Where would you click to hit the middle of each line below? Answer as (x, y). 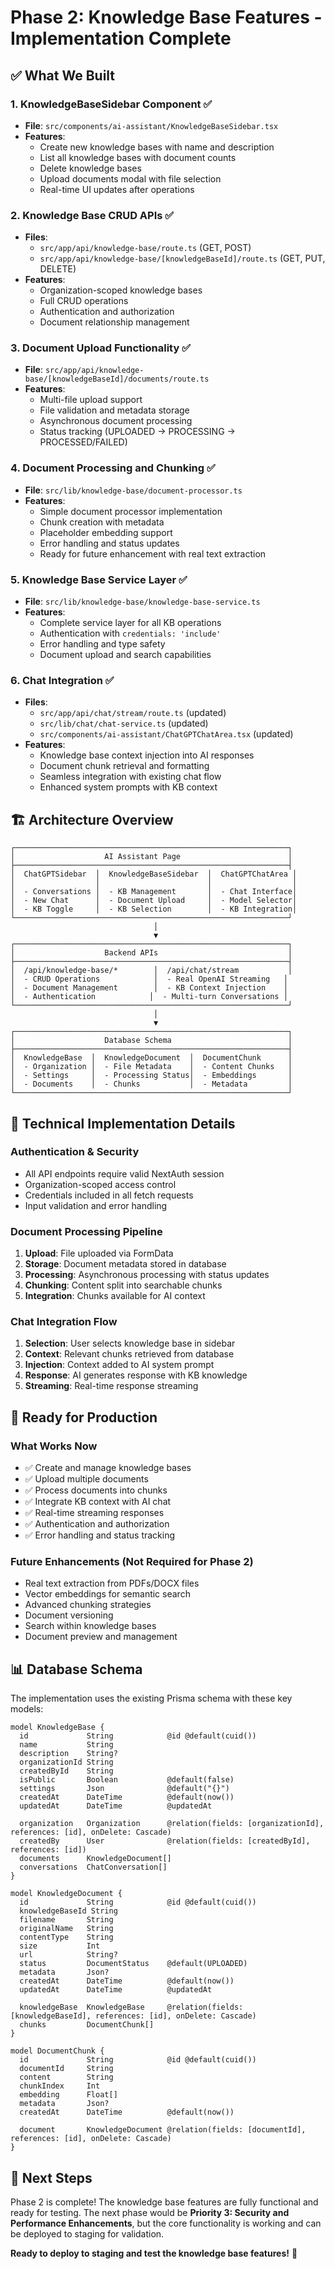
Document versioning (69, 1615)
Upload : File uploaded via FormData (99, 1253)
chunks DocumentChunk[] (87, 2025)
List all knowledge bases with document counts (138, 157)
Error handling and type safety (102, 644)
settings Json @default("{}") (124, 1789)
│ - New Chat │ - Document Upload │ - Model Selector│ (154, 901)
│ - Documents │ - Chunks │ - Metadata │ (151, 1084)
